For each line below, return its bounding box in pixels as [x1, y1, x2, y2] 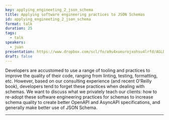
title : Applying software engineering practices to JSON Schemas [5, 12, 145, 17]
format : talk [5, 21, 33, 26]
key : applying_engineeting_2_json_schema [5, 7, 94, 12]
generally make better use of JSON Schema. [5, 104, 98, 110]
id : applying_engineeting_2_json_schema [5, 16, 92, 21]
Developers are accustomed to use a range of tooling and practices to [5, 67, 150, 73]
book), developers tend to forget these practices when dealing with [5, 83, 145, 89]
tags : [5, 30, 17, 35]
